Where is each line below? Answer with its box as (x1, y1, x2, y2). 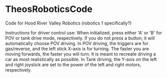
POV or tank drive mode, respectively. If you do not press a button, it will (5, 35, 155, 41)
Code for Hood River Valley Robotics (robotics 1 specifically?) (5, 20, 132, 26)
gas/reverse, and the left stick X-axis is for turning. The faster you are (5, 45, 149, 51)
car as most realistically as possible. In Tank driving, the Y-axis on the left (5, 56, 157, 62)
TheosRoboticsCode (5, 3, 93, 15)
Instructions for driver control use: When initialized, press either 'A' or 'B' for (5, 29, 162, 35)
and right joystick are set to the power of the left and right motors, (5, 61, 141, 67)
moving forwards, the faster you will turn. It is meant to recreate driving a (5, 51, 156, 57)
